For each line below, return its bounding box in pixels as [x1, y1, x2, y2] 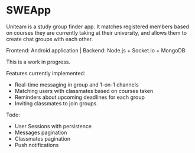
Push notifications [14, 141, 59, 148]
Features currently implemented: [6, 69, 86, 76]
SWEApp [6, 4, 51, 17]
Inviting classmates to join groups [14, 99, 97, 107]
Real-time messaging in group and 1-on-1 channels [14, 81, 139, 88]
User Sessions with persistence [14, 122, 92, 129]
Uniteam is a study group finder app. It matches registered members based [6, 23, 190, 30]
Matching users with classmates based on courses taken [14, 87, 154, 94]
